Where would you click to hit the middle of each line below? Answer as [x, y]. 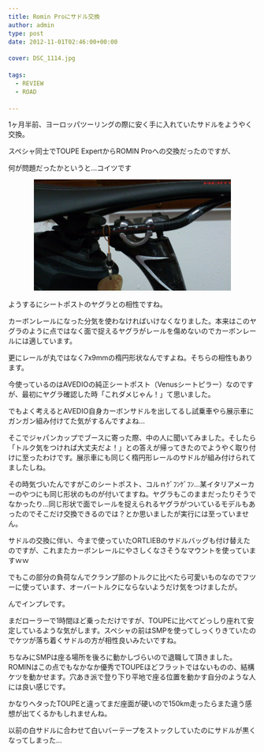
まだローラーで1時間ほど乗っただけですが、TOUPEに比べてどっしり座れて [128, 621]
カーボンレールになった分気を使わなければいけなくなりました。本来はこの [129, 321]
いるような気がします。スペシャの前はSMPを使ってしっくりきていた [139, 631]
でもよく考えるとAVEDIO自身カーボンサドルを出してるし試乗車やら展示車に [131, 411]
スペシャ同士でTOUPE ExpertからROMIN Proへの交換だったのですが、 [121, 151]
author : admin [32, 25]
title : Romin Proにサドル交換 [54, 17]
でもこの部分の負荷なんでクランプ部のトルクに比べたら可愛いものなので [125, 577]
